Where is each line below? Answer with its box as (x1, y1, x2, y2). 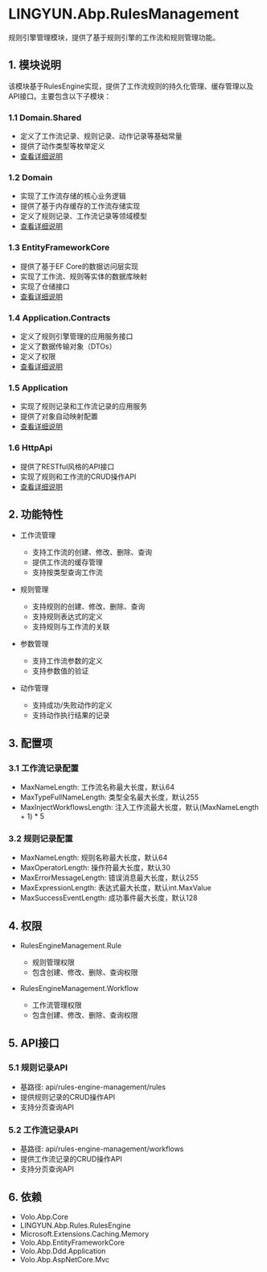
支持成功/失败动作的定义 (31, 700, 113, 710)
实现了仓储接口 (19, 281, 70, 291)
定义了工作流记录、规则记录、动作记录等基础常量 (19, 131, 183, 141)
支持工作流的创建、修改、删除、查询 (31, 547, 153, 557)
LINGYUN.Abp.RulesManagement (8, 5, 240, 23)
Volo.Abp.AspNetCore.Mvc (19, 1254, 110, 1264)
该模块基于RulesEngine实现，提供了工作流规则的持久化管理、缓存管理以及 (8, 81, 254, 91)
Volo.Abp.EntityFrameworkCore (19, 1237, 125, 1247)
